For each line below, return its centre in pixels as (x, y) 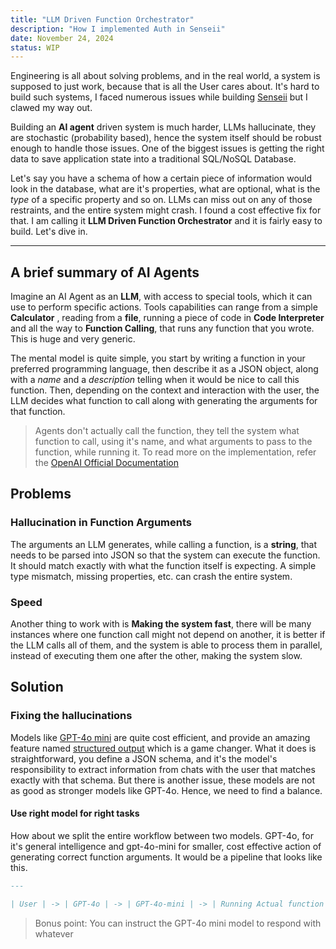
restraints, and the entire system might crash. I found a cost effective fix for (166, 210)
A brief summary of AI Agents (105, 272)
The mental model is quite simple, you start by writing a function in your (158, 358)
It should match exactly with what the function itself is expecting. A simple (163, 565)
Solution (37, 687)
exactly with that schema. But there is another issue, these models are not (163, 780)
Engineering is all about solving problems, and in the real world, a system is (165, 76)
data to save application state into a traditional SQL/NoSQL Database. (153, 159)
